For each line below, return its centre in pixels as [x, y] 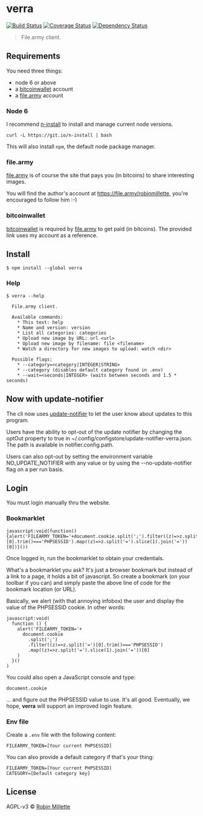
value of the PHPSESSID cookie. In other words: [66, 607]
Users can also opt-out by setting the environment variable [79, 456]
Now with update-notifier [55, 399]
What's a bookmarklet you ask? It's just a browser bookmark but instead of [100, 570]
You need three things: [34, 71]
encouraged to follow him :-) [42, 200]
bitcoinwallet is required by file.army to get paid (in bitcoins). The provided [99, 229]
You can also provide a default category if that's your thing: [80, 757]
